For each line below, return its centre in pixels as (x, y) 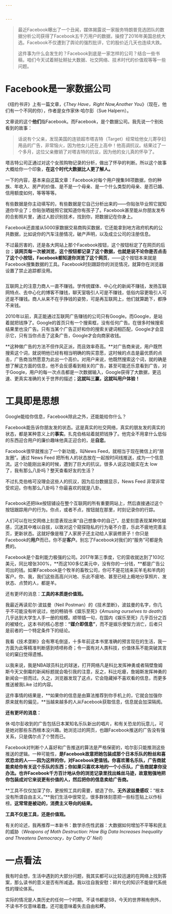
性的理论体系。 (21, 889)
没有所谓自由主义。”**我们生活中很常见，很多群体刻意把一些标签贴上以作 (81, 797)
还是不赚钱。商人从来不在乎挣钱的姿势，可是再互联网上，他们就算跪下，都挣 (86, 299)
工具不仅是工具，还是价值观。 (37, 814)
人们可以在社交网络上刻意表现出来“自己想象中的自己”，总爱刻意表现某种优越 (86, 520)
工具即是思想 (33, 401)
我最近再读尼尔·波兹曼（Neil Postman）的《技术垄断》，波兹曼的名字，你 (82, 605)
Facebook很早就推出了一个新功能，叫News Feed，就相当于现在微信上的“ (82, 451)
